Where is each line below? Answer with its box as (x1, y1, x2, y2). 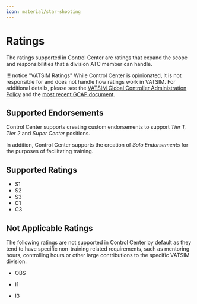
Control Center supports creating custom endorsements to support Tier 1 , (6, 123, 186, 131)
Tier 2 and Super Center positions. (6, 130, 91, 137)
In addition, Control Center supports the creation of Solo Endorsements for (6, 141, 189, 148)
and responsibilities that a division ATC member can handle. (6, 60, 152, 67)
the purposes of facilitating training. (6, 148, 94, 155)
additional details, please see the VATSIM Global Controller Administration (6, 84, 187, 91)
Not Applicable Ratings (6, 223, 93, 233)
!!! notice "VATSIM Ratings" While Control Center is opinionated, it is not (6, 72, 182, 79)
